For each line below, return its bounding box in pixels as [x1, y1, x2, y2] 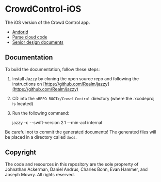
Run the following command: [12, 110, 69, 116]
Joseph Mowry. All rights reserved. [5, 171, 75, 177]
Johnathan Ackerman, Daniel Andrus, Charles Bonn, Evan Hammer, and [5, 166, 148, 172]
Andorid [12, 29, 29, 35]
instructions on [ [12, 81, 45, 87]
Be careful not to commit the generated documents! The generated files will [5, 129, 157, 135]
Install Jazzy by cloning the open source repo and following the [12, 75, 139, 81]
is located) [12, 101, 33, 107]
